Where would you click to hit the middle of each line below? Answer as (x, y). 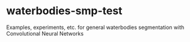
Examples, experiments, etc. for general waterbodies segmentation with (95, 27)
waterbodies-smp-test (64, 11)
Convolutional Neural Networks (45, 33)
